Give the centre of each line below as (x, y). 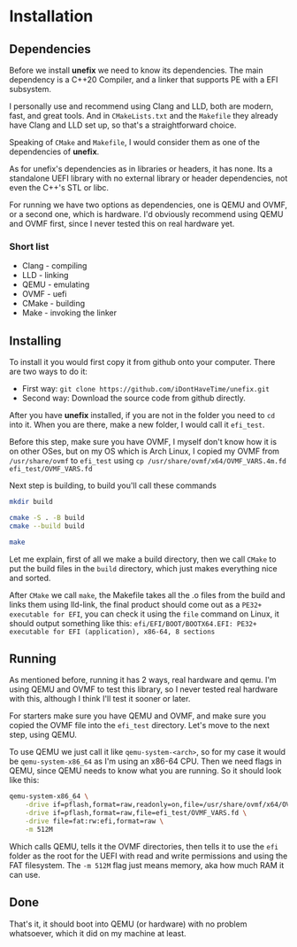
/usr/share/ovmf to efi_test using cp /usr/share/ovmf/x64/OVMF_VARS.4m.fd (148, 461)
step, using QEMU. (43, 735)
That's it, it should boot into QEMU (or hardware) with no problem (128, 924)
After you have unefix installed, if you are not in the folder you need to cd (142, 415)
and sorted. (30, 578)
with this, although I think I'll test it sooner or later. (100, 699)
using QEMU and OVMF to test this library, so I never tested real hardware (144, 689)
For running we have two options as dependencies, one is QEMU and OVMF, (148, 205)
